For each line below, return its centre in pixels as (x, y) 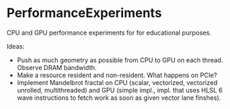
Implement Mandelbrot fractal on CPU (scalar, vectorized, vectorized (117, 82)
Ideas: (16, 46)
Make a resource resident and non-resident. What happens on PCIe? (117, 75)
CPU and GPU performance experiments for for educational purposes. (109, 33)
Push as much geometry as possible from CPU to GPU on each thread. (120, 60)
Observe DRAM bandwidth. (57, 67)
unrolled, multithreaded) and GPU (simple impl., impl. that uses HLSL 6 (120, 90)
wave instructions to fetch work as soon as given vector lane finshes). (119, 98)
